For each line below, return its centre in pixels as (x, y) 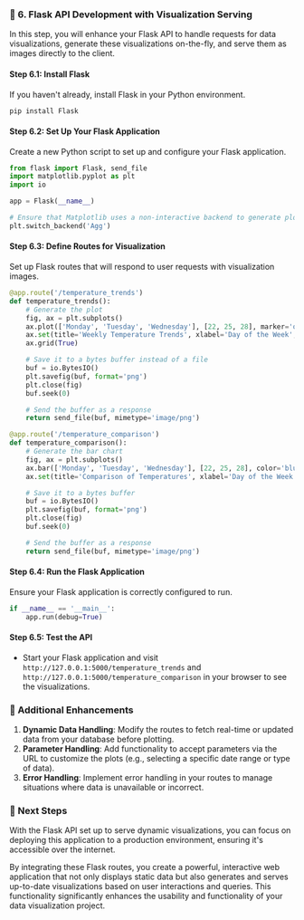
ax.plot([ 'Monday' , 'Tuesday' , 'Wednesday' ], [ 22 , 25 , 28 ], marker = (157, 326)
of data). (38, 768)
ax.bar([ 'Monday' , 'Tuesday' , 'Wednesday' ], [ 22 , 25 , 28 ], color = (153, 468)
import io (28, 185)
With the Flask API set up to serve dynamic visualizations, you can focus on (150, 830)
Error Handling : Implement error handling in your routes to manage (147, 778)
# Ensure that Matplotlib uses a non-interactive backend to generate (145, 218)
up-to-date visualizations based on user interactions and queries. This (140, 886)
